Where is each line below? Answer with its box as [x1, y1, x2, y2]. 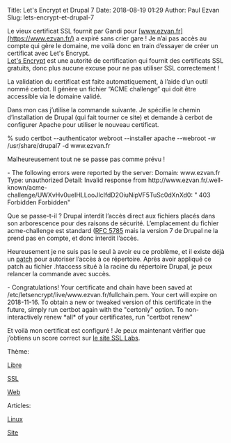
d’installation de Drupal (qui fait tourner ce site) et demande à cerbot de [7, 113, 213, 121]
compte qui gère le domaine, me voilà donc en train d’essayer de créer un [7, 42, 218, 50]
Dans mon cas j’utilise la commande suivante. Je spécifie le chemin [7, 106, 200, 114]
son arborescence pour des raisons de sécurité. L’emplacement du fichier [7, 219, 219, 227]
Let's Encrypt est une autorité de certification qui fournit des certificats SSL [7, 57, 224, 65]
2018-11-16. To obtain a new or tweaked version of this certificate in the [7, 298, 212, 306]
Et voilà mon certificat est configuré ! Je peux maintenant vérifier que [7, 326, 206, 334]
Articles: [7, 401, 31, 410]
